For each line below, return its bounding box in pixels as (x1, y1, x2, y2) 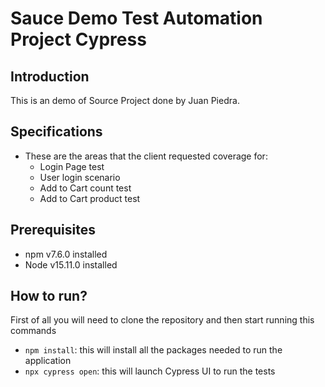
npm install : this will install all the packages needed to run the (24, 344, 283, 356)
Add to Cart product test (39, 192, 141, 204)
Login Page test (39, 160, 105, 172)
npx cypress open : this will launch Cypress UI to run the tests (24, 365, 276, 377)
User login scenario (39, 171, 121, 183)
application (24, 355, 72, 367)
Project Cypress (10, 28, 147, 51)
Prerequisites (10, 222, 96, 239)
